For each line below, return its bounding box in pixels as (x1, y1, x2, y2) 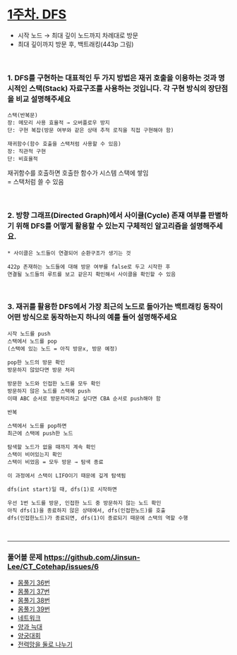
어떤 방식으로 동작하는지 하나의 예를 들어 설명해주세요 (7, 312, 178, 322)
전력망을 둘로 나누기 (17, 640, 73, 649)
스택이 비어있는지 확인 (7, 451, 62, 458)
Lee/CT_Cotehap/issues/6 (7, 561, 99, 571)
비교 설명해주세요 (15, 94, 71, 104)
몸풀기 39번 (17, 605, 51, 613)
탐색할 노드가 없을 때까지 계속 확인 (7, 443, 96, 451)
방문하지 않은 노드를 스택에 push (7, 387, 91, 395)
